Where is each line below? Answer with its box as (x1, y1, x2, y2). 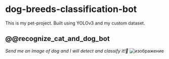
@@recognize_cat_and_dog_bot (5, 34, 110, 43)
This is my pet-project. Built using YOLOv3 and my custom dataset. (5, 20, 145, 26)
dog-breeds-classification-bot (5, 3, 137, 15)
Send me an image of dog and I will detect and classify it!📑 (5, 47, 129, 53)
